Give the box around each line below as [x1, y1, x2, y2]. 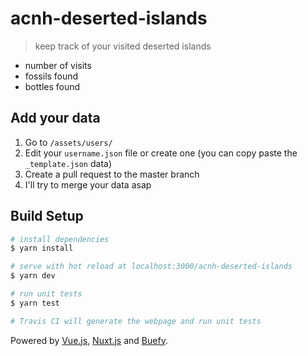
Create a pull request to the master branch [24, 168, 200, 180]
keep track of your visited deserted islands [34, 40, 212, 52]
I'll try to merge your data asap [24, 178, 152, 191]
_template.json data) [24, 157, 113, 169]
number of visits [24, 59, 92, 71]
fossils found [24, 70, 79, 82]
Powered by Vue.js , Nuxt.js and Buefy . [10, 334, 168, 346]
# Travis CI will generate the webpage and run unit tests [10, 316, 262, 326]
